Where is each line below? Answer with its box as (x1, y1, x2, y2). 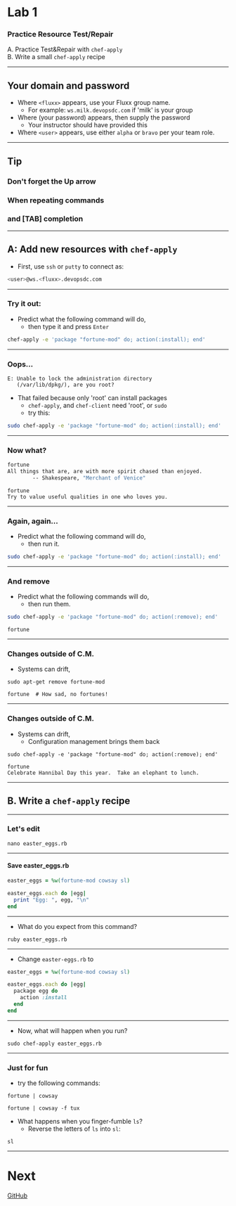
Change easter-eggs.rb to (17, 954, 94, 963)
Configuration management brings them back (27, 737, 160, 745)
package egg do (13, 987, 58, 995)
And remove (7, 576, 51, 586)
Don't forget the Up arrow (7, 177, 96, 186)
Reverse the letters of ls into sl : (27, 1124, 121, 1133)
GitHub (7, 1191, 28, 1200)
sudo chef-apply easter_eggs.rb (7, 1040, 102, 1047)
